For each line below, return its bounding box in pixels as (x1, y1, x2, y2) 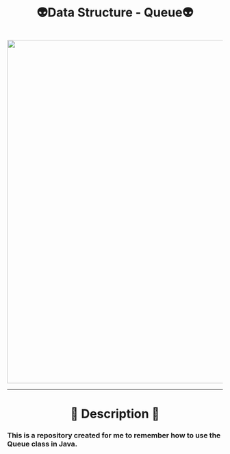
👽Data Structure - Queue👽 (36, 5, 194, 21)
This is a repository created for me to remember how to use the (7, 431, 221, 440)
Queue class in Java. (7, 440, 78, 449)
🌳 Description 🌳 (70, 406, 160, 422)
